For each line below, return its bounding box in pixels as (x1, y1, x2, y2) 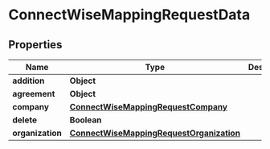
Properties (8, 38, 63, 52)
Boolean (69, 114, 102, 126)
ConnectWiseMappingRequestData (8, 6, 251, 24)
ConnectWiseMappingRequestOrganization (69, 127, 241, 139)
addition (12, 75, 45, 86)
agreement (12, 89, 55, 99)
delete (12, 114, 38, 126)
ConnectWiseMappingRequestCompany (69, 101, 227, 112)
